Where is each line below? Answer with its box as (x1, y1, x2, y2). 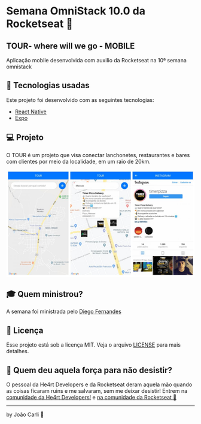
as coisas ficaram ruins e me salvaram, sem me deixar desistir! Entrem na (6, 387, 188, 395)
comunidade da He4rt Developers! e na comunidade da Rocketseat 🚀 (6, 394, 177, 401)
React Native (14, 108, 47, 115)
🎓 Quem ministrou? (6, 289, 84, 299)
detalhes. (6, 348, 29, 355)
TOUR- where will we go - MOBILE (6, 41, 135, 51)
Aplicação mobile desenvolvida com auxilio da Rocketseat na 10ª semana (6, 57, 187, 64)
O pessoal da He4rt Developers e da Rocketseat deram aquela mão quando (6, 381, 193, 388)
